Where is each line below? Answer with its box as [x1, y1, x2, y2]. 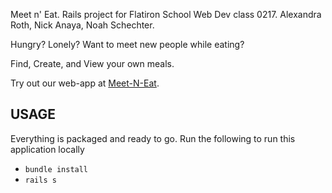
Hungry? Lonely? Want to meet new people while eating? [10, 39, 245, 50]
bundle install [24, 164, 89, 174]
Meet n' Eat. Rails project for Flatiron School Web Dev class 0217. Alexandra [10, 9, 322, 20]
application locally [10, 143, 85, 155]
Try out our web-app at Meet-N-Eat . [10, 77, 160, 89]
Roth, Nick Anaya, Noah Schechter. [10, 19, 155, 31]
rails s [24, 175, 57, 185]
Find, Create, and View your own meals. [10, 58, 175, 69]
